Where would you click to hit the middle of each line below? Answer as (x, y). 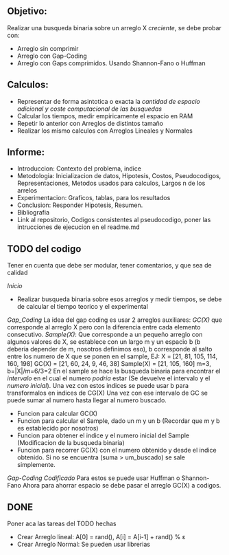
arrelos (27, 191)
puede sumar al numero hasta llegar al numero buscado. (87, 400)
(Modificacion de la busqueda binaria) (71, 443)
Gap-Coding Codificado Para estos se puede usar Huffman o (94, 478)
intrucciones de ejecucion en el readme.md (78, 227)
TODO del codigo (44, 249)
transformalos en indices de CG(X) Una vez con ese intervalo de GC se (107, 393)
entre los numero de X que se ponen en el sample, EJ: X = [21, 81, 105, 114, (112, 356)
